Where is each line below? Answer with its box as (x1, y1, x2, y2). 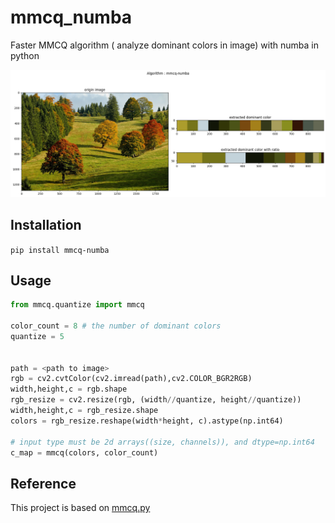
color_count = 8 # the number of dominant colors (10, 321, 222, 331)
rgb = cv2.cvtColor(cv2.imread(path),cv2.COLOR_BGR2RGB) (10, 374, 253, 384)
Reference (10, 475, 77, 492)
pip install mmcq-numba (10, 245, 110, 255)
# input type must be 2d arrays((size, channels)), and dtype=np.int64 (10, 437, 315, 447)
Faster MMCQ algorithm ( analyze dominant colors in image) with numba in (10, 39, 319, 51)
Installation (10, 217, 82, 234)
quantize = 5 (10, 331, 65, 341)
